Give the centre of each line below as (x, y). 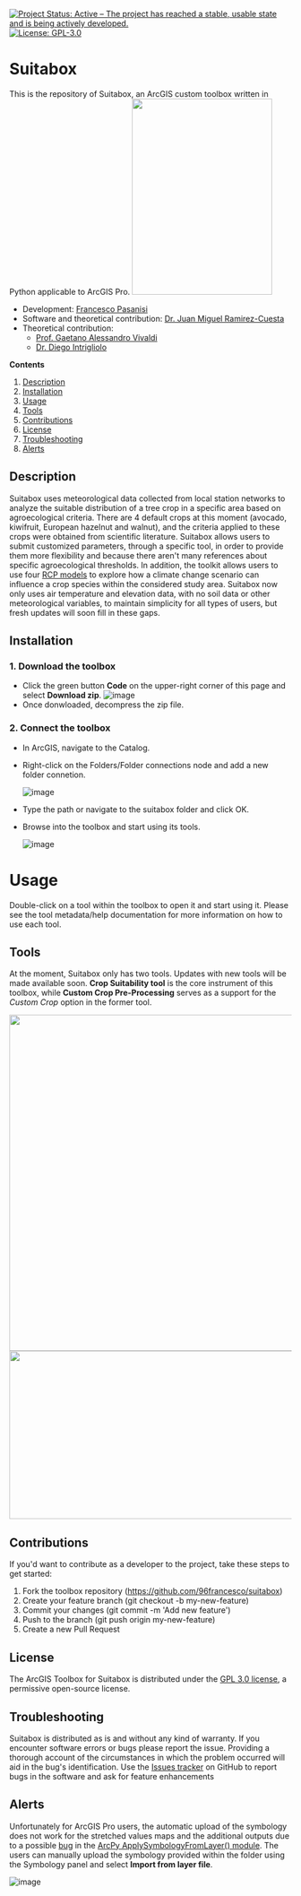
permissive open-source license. (70, 1689)
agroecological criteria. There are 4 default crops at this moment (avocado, (148, 517)
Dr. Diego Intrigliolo (71, 347)
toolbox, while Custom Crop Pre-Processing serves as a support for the (143, 993)
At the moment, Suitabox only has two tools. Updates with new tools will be (148, 974)
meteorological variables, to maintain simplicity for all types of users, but (143, 603)
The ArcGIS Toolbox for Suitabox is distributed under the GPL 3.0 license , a (148, 1679)
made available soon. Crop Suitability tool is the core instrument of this (141, 983)
